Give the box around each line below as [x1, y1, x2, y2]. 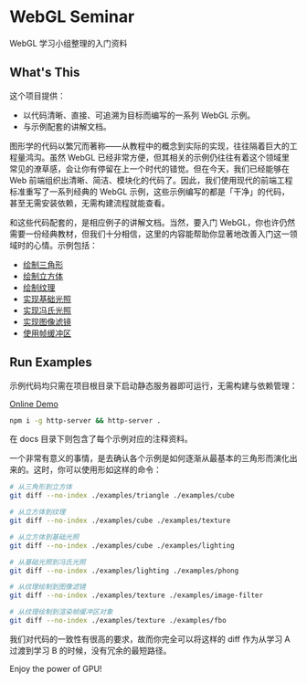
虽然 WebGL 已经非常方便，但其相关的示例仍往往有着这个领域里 [48, 152, 291, 163]
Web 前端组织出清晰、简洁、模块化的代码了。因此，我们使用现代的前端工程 [9, 174, 293, 185]
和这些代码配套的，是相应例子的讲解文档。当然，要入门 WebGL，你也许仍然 [9, 216, 296, 227]
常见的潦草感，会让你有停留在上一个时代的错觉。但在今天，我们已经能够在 [9, 163, 290, 174]
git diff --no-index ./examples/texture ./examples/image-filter [9, 591, 263, 600]
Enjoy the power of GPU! [9, 663, 102, 674]
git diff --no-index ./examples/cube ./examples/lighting [9, 541, 235, 550]
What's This [9, 65, 80, 80]
